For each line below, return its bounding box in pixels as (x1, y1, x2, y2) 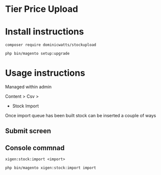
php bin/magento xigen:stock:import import (5, 166, 97, 171)
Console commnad (5, 143, 65, 152)
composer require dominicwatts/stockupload (5, 43, 97, 47)
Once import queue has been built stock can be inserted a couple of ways (5, 113, 156, 119)
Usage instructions (5, 68, 85, 79)
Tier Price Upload (5, 3, 78, 15)
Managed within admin (5, 84, 52, 90)
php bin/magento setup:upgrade (5, 51, 70, 56)
